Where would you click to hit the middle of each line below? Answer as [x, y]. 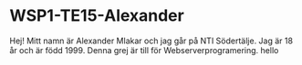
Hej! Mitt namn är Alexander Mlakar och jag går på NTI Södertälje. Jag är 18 [151, 41]
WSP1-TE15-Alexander [97, 16]
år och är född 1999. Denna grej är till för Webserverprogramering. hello [144, 50]
